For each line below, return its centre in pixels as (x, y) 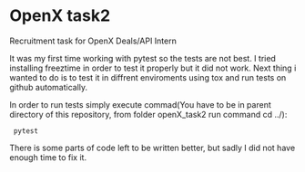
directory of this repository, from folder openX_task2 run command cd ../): (148, 114)
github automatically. (49, 87)
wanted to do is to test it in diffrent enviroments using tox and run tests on (148, 77)
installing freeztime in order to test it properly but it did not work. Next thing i (153, 68)
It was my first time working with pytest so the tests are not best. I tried (142, 58)
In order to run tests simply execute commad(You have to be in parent (140, 104)
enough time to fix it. (48, 157)
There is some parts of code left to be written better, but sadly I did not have (152, 148)
